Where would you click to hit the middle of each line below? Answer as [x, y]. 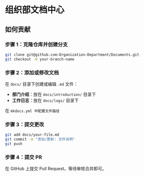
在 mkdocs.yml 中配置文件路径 [32, 111]
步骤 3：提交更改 [25, 124]
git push [14, 144]
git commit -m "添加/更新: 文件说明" [40, 139]
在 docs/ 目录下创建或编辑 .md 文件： [42, 84]
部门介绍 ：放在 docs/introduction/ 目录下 [54, 94]
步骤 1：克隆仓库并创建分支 [36, 44]
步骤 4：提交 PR [23, 157]
